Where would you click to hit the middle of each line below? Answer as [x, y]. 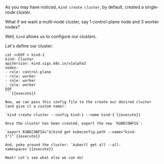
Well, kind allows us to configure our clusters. [51, 36]
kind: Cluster [20, 59]
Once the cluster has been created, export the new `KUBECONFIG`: [74, 123]
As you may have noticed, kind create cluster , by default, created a [74, 7]
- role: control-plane [28, 72]
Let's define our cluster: [29, 46]
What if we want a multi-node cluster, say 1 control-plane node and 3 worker [82, 22]
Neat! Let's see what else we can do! [44, 158]
